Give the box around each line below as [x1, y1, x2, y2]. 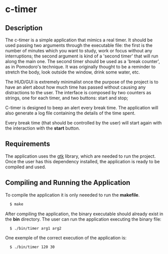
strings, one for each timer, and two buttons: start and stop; [5, 95, 128, 101]
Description [5, 24, 43, 32]
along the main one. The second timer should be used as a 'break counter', [5, 58, 160, 64]
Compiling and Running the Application [5, 178, 130, 187]
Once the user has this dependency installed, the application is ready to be [5, 158, 160, 164]
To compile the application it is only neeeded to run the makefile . [5, 192, 140, 198]
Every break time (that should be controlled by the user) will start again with [5, 120, 162, 125]
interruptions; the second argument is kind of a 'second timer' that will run [5, 53, 158, 59]
